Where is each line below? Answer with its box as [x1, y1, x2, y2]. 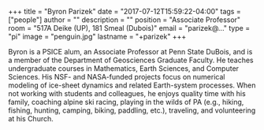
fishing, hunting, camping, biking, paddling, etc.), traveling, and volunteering [8, 106, 256, 115]
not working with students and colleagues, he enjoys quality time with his [8, 89, 246, 98]
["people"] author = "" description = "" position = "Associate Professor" [8, 15, 241, 24]
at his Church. [8, 114, 54, 123]
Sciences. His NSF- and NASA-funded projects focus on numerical [8, 72, 225, 81]
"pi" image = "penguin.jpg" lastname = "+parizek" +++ [8, 32, 187, 41]
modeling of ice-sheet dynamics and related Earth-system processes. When [8, 80, 256, 90]
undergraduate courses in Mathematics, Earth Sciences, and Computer [8, 64, 239, 73]
